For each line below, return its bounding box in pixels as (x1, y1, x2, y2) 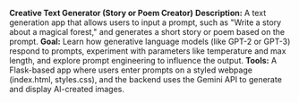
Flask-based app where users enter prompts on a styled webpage (9, 64, 253, 75)
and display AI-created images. (9, 84, 125, 94)
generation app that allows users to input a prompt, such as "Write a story (9, 17, 282, 28)
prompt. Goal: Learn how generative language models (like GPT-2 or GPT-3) (9, 36, 291, 47)
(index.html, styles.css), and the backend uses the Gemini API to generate (9, 74, 282, 84)
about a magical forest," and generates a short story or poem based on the (9, 27, 285, 37)
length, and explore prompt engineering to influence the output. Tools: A (9, 56, 278, 65)
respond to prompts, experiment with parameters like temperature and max (9, 46, 286, 56)
